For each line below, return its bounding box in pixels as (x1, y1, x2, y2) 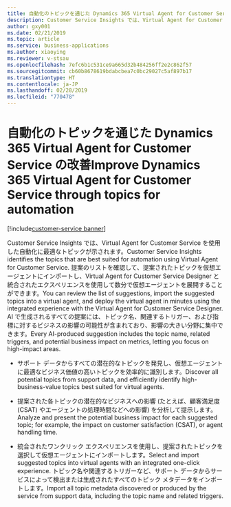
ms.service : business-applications (7, 42, 109, 49)
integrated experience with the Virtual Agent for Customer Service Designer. (7, 304, 223, 312)
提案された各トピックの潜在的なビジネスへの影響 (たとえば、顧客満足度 (16, 397, 220, 405)
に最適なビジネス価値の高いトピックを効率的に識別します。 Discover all (16, 367, 219, 376)
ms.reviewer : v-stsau (7, 55, 69, 62)
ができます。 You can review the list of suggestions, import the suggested (7, 289, 215, 297)
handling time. (16, 428, 58, 436)
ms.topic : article (7, 36, 60, 43)
